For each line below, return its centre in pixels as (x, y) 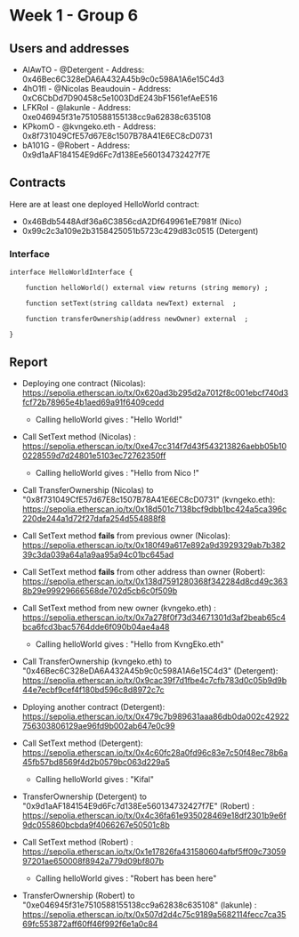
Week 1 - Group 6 (74, 16)
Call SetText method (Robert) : (77, 842)
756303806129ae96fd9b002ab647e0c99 (98, 725)
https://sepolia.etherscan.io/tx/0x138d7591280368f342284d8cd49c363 (155, 581)
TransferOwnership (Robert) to (78, 895)
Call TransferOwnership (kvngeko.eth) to (97, 661)
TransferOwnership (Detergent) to (84, 796)
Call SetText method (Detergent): (83, 743)
